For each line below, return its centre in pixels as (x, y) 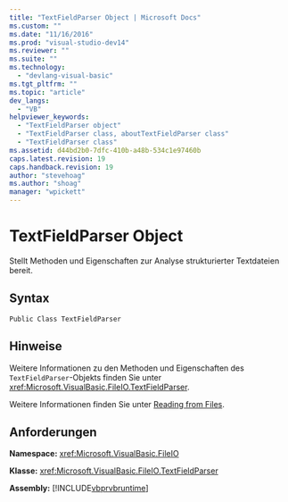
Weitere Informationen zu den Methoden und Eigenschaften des (127, 368)
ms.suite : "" (33, 59)
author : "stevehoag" (48, 175)
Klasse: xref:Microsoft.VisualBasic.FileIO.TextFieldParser (114, 471)
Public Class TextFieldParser (66, 319)
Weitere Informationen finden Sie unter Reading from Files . (117, 404)
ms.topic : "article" (48, 92)
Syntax (29, 299)
